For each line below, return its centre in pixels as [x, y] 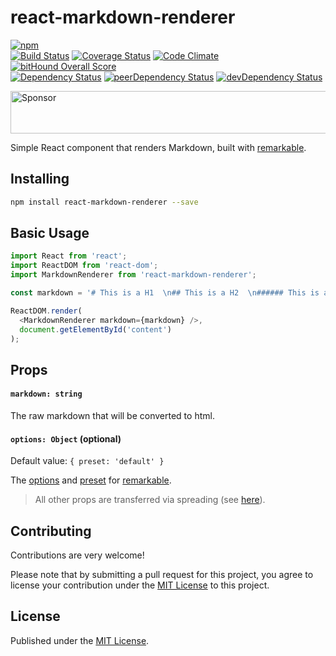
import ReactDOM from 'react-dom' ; [84, 266]
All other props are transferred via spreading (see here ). [150, 500]
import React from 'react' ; [69, 256]
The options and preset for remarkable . [91, 480]
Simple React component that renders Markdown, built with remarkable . [158, 147]
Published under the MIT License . [80, 640]
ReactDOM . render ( [46, 311]
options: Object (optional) [66, 438]
